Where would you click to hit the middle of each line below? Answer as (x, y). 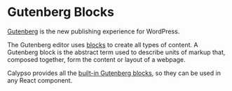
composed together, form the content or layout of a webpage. (96, 59)
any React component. (40, 80)
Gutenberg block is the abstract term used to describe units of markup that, (116, 52)
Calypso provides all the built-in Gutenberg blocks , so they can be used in (114, 73)
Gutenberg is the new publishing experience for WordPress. (94, 31)
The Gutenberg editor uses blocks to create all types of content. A (103, 44)
